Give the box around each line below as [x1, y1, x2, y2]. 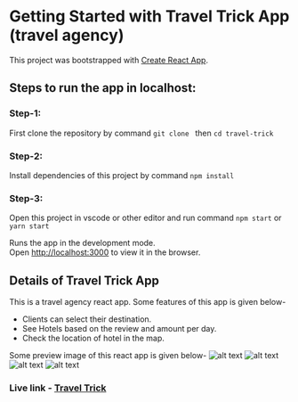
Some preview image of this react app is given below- [9, 350, 207, 361]
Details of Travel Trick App [9, 273, 160, 288]
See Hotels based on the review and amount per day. [21, 324, 217, 334]
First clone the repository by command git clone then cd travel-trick [9, 127, 274, 138]
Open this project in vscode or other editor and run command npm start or [9, 212, 282, 224]
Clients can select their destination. [21, 314, 152, 324]
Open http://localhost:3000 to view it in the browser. [9, 247, 201, 258]
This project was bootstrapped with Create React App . [9, 54, 209, 65]
